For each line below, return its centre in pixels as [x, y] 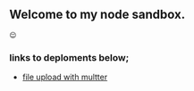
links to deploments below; [69, 57]
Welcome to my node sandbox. [97, 15]
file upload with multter [65, 77]
